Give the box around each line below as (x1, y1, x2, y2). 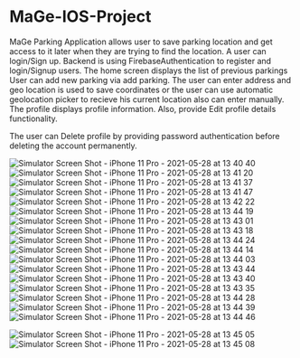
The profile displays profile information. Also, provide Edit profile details (9, 103, 277, 114)
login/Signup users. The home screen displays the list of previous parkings (9, 65, 288, 76)
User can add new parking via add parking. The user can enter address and (9, 74, 292, 85)
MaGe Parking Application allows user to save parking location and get (9, 36, 273, 47)
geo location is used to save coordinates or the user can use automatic (9, 84, 274, 95)
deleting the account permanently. (9, 140, 137, 151)
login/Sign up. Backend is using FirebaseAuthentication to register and (9, 55, 272, 66)
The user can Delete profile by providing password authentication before (9, 130, 280, 141)
